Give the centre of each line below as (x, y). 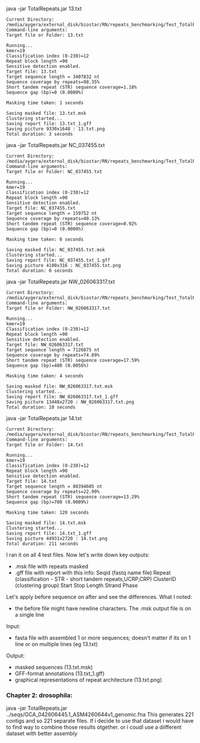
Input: (13, 626)
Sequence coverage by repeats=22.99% (53, 492)
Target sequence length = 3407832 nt (53, 77)
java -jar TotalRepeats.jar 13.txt (44, 9)
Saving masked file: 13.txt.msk (46, 113)
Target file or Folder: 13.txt (45, 35)
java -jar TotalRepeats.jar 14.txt (44, 418)
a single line (29, 615)
